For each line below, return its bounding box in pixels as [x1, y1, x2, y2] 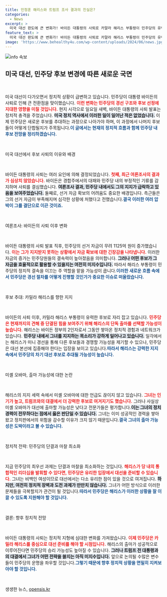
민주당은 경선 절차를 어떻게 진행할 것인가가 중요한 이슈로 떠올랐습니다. [10, 274, 144, 280]
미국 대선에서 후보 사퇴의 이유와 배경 [5, 151, 76, 157]
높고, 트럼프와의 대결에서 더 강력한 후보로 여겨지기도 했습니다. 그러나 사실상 [14, 398, 159, 404]
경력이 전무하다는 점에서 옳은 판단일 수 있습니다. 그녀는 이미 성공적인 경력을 [5, 411, 150, 417]
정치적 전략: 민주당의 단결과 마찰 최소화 [5, 443, 81, 449]
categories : [5, 12, 30, 17]
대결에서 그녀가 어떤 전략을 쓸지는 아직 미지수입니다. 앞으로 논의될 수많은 [10, 553, 150, 559]
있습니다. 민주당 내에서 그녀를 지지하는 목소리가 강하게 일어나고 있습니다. [5, 333, 145, 339]
